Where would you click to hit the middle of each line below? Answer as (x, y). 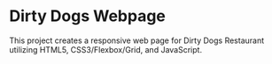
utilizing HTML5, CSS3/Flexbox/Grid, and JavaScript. (105, 49)
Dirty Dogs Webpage (88, 16)
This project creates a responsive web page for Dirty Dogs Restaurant (137, 40)
